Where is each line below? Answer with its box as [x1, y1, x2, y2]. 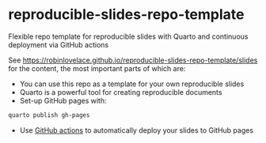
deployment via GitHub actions [8, 40, 109, 49]
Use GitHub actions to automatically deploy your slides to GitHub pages [19, 125, 254, 135]
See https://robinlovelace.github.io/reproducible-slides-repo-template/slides [8, 55, 258, 65]
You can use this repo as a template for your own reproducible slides [19, 79, 245, 88]
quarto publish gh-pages [8, 111, 90, 119]
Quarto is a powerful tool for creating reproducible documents [19, 87, 222, 96]
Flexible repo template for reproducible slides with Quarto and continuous [8, 32, 249, 41]
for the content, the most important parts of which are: [8, 63, 186, 73]
